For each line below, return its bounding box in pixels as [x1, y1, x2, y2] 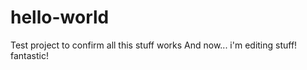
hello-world [10, 6, 110, 29]
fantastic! [10, 49, 49, 61]
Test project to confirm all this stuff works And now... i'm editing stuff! [10, 39, 298, 51]
